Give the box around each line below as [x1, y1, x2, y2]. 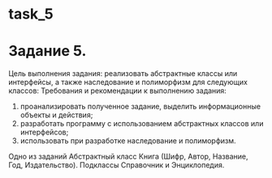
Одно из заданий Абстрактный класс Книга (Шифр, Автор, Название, [8, 151, 248, 162]
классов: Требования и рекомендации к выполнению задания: [8, 86, 227, 95]
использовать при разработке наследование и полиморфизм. [19, 136, 237, 146]
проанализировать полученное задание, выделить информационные [19, 102, 261, 112]
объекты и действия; [19, 110, 93, 120]
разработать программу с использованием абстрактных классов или [19, 119, 264, 129]
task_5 [8, 5, 54, 23]
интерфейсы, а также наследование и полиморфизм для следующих [8, 78, 248, 87]
